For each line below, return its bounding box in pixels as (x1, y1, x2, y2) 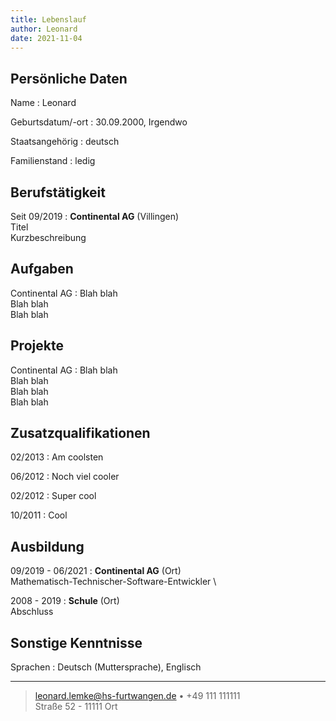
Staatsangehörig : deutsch (10, 136, 120, 148)
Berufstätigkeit (10, 184, 107, 201)
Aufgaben (10, 261, 74, 278)
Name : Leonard (10, 97, 77, 109)
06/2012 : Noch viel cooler (10, 471, 120, 483)
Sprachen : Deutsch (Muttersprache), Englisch (10, 661, 202, 673)
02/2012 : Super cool (10, 490, 97, 502)
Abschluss (10, 606, 54, 618)
